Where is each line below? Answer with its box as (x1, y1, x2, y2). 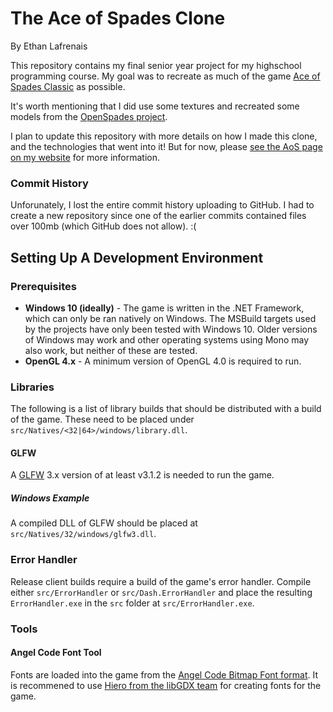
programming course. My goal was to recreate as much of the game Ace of (10, 70, 321, 82)
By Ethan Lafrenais (10, 40, 88, 52)
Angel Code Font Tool (10, 647, 102, 659)
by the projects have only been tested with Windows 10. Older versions (24, 323, 318, 335)
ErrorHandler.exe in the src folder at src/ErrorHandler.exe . (10, 597, 255, 609)
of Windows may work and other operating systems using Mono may (24, 333, 310, 346)
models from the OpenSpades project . (10, 110, 168, 122)
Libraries (10, 380, 55, 394)
